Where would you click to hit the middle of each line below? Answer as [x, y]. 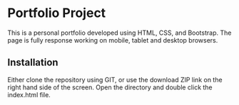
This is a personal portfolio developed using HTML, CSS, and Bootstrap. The [119, 33]
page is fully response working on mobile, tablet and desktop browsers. [113, 40]
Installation [33, 63]
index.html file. [29, 94]
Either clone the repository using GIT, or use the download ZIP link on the [115, 79]
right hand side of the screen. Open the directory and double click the [110, 87]
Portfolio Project [57, 13]
